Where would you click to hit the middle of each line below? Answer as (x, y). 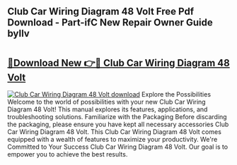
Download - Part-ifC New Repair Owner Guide (110, 23)
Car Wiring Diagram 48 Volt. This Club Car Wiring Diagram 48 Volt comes (114, 132)
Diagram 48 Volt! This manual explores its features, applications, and (108, 109)
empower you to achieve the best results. (68, 154)
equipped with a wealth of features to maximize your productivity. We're (112, 139)
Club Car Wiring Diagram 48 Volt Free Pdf (101, 12)
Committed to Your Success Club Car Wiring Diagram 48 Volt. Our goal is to (118, 147)
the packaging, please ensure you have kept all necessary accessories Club (118, 124)
